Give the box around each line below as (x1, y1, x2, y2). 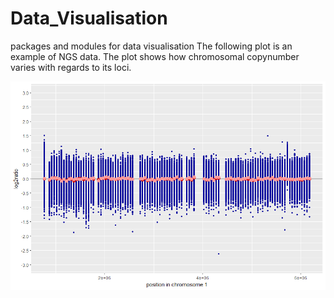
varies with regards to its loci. (10, 61, 132, 73)
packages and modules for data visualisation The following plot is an (10, 40, 293, 52)
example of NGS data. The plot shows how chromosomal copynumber (10, 50, 300, 62)
